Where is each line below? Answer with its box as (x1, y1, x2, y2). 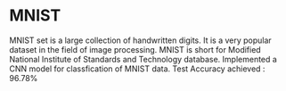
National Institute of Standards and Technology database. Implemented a (9, 54, 278, 64)
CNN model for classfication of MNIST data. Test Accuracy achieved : (9, 63, 266, 74)
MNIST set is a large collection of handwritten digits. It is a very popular (9, 35, 272, 45)
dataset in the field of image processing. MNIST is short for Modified (9, 44, 261, 54)
